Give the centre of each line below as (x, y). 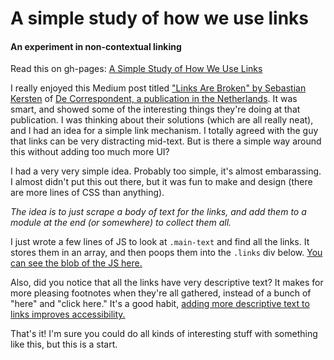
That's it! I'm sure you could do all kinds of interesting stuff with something (164, 334)
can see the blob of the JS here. (76, 263)
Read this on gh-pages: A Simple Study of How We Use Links (136, 69)
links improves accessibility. (68, 314)
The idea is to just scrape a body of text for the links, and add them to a (158, 212)
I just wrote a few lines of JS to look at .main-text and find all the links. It (160, 242)
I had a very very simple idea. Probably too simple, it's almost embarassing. (166, 171)
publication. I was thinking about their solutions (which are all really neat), (162, 120)
